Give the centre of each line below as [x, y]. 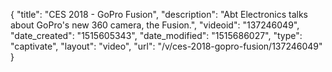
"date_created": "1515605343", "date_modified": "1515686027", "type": [156, 35]
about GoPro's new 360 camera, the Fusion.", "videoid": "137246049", [155, 25]
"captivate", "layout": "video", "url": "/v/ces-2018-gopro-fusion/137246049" [166, 46]
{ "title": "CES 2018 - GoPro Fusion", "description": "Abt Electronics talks [159, 14]
